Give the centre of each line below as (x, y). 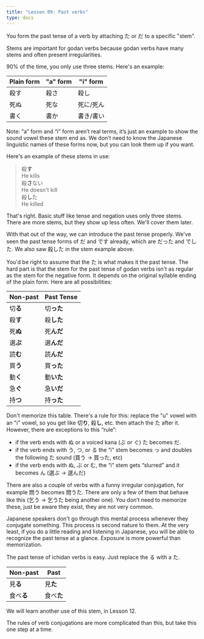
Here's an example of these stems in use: (58, 156)
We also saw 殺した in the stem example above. (74, 249)
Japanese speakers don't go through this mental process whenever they (97, 518)
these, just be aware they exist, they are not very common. (80, 506)
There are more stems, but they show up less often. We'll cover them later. (100, 222)
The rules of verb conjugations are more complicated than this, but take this (101, 623)
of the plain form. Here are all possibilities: (59, 282)
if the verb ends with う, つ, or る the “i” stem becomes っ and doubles (104, 450)
